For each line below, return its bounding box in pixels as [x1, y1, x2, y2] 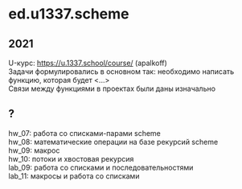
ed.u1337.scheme [8, 5, 129, 23]
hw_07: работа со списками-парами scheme [8, 128, 161, 138]
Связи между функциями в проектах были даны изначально [8, 84, 215, 93]
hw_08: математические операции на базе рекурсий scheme [8, 137, 219, 146]
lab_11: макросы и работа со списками [8, 171, 140, 181]
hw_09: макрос [8, 146, 60, 155]
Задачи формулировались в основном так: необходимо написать [8, 67, 235, 76]
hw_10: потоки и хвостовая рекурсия [8, 154, 134, 163]
